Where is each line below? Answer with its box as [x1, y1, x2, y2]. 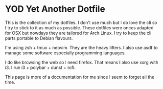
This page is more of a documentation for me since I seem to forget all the [5, 74, 155, 80]
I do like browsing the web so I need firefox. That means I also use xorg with [5, 59, 159, 65]
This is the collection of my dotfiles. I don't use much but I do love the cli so [5, 20, 158, 25]
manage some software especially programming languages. [5, 50, 126, 56]
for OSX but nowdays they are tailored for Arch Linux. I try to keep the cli [5, 30, 152, 36]
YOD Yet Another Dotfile [5, 3, 105, 15]
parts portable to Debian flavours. [5, 35, 73, 41]
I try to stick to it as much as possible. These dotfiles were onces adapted [5, 24, 154, 30]
